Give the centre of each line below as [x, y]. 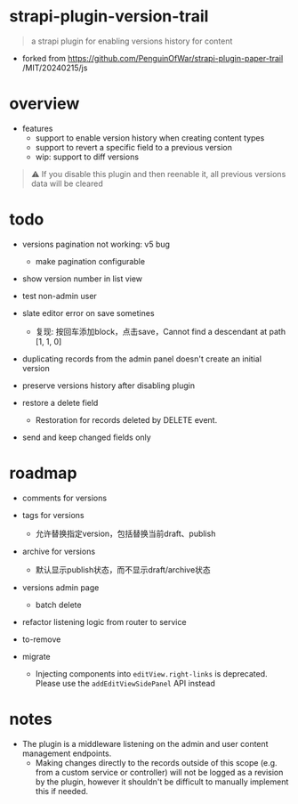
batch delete [58, 605]
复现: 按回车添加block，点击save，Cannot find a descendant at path [161, 331]
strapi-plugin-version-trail [109, 16]
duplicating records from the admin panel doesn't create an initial [142, 359]
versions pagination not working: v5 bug [96, 244]
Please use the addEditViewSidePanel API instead [125, 683]
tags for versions [53, 515]
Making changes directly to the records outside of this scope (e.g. [156, 762]
